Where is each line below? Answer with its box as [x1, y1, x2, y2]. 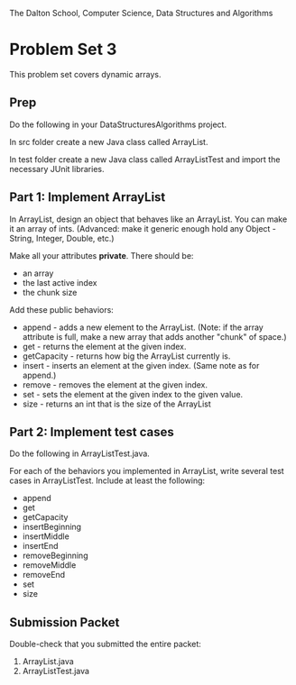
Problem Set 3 [9, 40, 117, 59]
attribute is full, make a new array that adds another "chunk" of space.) [22, 331, 287, 342]
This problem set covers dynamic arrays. [9, 68, 162, 79]
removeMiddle [22, 560, 77, 571]
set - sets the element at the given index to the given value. [22, 388, 244, 399]
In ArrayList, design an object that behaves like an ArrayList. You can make [9, 214, 288, 224]
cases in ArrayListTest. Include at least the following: [9, 475, 206, 486]
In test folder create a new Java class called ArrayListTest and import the [9, 153, 281, 165]
